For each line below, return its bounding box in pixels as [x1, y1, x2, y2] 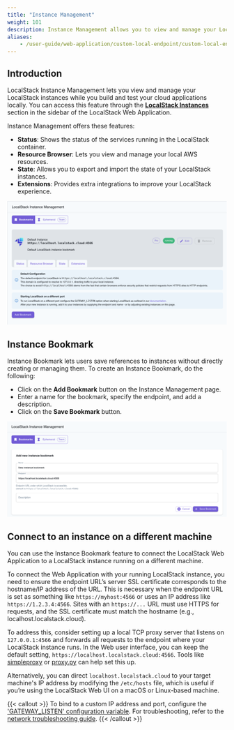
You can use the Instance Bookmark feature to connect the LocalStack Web [7, 549, 225, 558]
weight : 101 [7, 18, 42, 26]
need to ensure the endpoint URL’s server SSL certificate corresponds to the [7, 578, 226, 586]
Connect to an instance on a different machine [7, 530, 212, 542]
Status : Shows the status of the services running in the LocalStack [17, 135, 210, 143]
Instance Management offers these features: [7, 121, 135, 130]
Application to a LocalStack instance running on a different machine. [7, 557, 203, 565]
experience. [17, 187, 52, 195]
